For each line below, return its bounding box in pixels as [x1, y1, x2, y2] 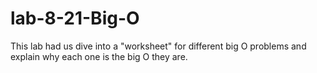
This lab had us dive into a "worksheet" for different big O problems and [10, 40, 307, 52]
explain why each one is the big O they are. [10, 50, 188, 62]
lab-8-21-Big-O [10, 7, 140, 30]
